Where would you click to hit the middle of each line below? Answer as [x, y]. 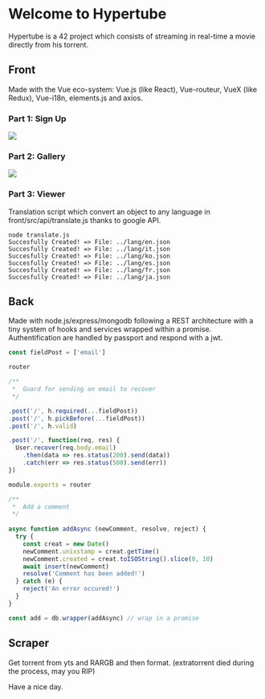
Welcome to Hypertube [88, 14]
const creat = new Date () [66, 544]
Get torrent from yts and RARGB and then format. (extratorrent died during [131, 662]
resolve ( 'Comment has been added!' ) [84, 574]
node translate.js [39, 235]
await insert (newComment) [66, 567]
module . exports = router [50, 485]
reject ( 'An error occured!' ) [71, 589]
